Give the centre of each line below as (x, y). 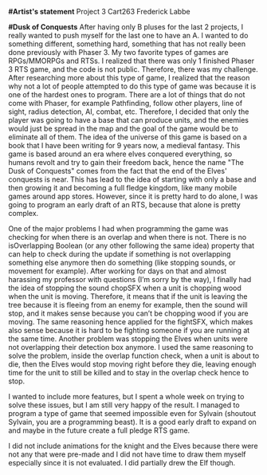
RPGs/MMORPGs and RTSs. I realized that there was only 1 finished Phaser (132, 61)
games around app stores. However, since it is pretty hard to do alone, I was (133, 196)
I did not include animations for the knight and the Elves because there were (133, 446)
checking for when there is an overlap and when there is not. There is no (128, 237)
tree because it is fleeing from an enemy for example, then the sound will (128, 305)
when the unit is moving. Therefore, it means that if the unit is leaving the (128, 296)
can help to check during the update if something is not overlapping (120, 254)
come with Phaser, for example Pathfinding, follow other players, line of (126, 103)
